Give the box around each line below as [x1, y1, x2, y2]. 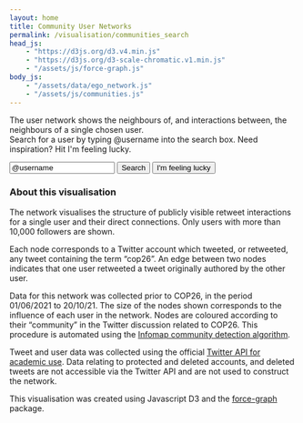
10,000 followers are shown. [9, 226, 116, 237]
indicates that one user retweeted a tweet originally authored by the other [9, 263, 286, 274]
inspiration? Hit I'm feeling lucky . [9, 143, 132, 155]
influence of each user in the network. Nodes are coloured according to [9, 309, 278, 320]
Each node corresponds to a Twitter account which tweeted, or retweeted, [9, 243, 288, 255]
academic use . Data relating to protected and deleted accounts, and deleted [9, 356, 295, 367]
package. [9, 402, 45, 414]
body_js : [9, 73, 43, 82]
